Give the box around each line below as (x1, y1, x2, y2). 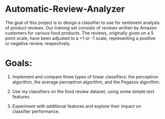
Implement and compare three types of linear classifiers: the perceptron (12, 73, 159, 79)
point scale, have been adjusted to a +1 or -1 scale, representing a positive (5, 35, 156, 41)
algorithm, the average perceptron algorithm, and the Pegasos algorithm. (12, 79, 161, 85)
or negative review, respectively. (5, 40, 71, 46)
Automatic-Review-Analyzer (5, 3, 125, 15)
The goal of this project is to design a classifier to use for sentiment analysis (5, 20, 160, 25)
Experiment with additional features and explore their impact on (12, 103, 141, 109)
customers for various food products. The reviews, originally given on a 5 (5, 30, 154, 36)
